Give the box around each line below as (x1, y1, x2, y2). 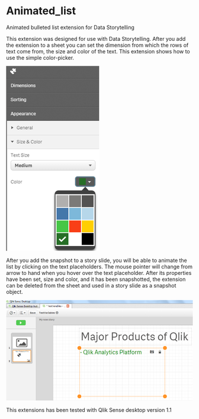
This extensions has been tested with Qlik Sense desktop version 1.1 (6, 407, 172, 414)
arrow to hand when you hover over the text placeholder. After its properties (6, 269, 192, 276)
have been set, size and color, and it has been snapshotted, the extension (6, 276, 186, 283)
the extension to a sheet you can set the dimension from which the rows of (6, 41, 189, 49)
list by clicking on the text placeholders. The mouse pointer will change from (6, 263, 192, 270)
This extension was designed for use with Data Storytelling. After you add (6, 35, 186, 42)
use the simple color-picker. (6, 54, 75, 61)
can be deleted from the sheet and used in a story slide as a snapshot (6, 282, 176, 289)
